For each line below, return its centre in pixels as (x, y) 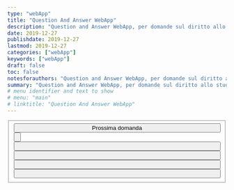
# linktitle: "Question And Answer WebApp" (71, 104)
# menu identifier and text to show (60, 91)
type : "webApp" (29, 14)
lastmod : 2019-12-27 (37, 46)
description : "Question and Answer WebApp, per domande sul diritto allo (117, 26)
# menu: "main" (29, 98)
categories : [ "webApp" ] (42, 53)
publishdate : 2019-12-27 (43, 40)
